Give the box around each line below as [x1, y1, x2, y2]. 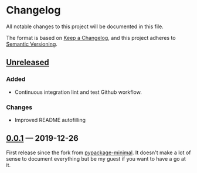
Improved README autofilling [14, 116, 86, 123]
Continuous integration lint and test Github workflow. [14, 89, 142, 96]
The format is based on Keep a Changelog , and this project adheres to [6, 34, 176, 41]
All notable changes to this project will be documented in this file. [6, 23, 164, 30]
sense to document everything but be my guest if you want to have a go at [6, 155, 186, 162]
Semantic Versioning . [6, 40, 57, 48]
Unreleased [6, 57, 50, 67]
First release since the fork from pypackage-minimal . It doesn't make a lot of [6, 149, 191, 156]
